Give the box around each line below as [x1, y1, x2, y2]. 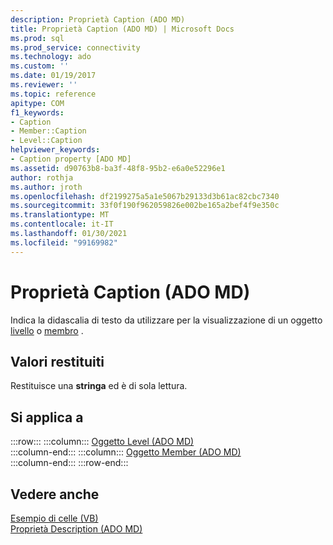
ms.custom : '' [10, 61, 70, 71]
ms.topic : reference [10, 89, 97, 99]
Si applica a [10, 409, 84, 426]
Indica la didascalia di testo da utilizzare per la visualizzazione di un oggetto [10, 314, 323, 326]
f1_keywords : [10, 107, 65, 118]
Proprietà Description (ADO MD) [10, 523, 143, 535]
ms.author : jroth [10, 182, 83, 192]
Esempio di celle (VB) [10, 512, 99, 524]
